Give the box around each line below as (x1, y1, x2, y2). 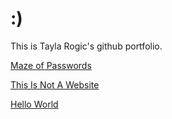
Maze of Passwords (10, 59, 92, 71)
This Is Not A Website (10, 78, 100, 91)
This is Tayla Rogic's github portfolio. (10, 40, 163, 52)
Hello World (10, 98, 59, 110)
